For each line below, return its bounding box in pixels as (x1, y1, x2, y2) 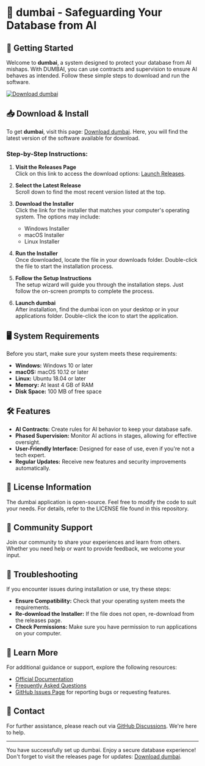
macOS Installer (24, 231, 65, 239)
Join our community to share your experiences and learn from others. (6, 538, 182, 546)
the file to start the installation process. (15, 262, 114, 270)
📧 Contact (6, 706, 45, 717)
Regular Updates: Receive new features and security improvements (15, 458, 187, 465)
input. (6, 552, 21, 559)
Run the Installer (15, 250, 58, 257)
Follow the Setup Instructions (15, 275, 92, 282)
